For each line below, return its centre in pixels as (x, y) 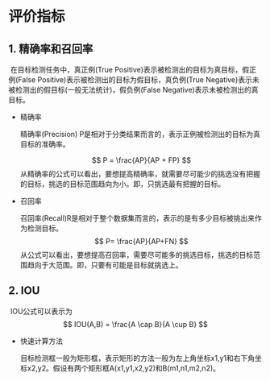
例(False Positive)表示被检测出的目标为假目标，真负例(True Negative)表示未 (134, 80)
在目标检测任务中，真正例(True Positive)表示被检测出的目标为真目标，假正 (133, 70)
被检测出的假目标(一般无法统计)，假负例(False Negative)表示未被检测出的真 (133, 90)
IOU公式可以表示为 (41, 311)
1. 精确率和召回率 (51, 49)
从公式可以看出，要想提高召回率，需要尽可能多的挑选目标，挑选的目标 (137, 255)
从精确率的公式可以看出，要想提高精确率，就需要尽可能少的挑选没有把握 (140, 174)
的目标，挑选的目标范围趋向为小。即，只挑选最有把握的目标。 (123, 184)
